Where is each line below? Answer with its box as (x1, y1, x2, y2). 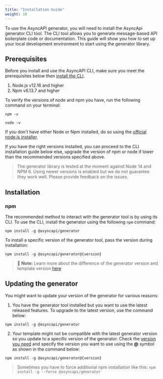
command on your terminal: (5, 102, 61, 108)
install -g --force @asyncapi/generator (17, 369, 101, 374)
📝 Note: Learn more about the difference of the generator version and (17, 260, 158, 266)
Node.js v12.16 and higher (12, 83, 65, 89)
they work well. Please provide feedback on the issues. (17, 174, 129, 180)
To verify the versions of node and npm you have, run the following (5, 97, 140, 103)
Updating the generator (5, 280, 78, 288)
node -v (5, 120, 21, 125)
